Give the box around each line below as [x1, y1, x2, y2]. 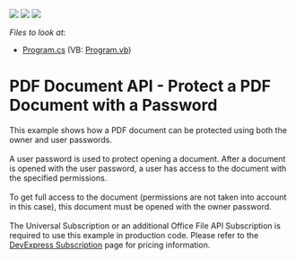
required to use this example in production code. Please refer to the [9, 229, 259, 240]
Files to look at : [9, 27, 66, 38]
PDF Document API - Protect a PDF [9, 76, 272, 96]
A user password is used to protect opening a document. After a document [9, 153, 286, 164]
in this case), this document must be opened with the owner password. [9, 201, 272, 211]
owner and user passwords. [9, 134, 112, 145]
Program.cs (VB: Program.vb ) [22, 45, 132, 55]
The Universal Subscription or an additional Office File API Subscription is [9, 220, 281, 231]
